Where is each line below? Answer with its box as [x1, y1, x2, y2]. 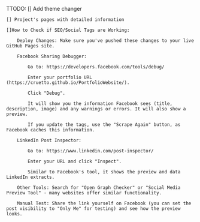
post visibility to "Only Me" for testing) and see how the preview [6, 206, 181, 212]
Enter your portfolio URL [28, 74, 93, 80]
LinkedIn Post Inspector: [17, 137, 82, 143]
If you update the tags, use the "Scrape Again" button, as [28, 122, 181, 128]
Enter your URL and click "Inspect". [28, 158, 122, 164]
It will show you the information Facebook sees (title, [28, 101, 172, 107]
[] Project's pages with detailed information [6, 17, 125, 23]
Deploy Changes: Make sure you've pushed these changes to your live [17, 38, 195, 44]
